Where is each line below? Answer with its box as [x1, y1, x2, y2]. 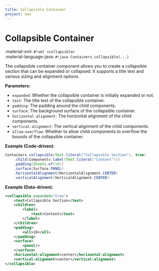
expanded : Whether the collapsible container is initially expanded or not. [12, 92, 154, 98]
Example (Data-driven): [5, 184, 53, 190]
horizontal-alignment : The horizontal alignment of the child [12, 113, 132, 119]
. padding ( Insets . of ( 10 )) [14, 162, 64, 167]
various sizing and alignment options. [5, 73, 80, 79]
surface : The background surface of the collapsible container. [12, 108, 136, 114]
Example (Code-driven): [5, 143, 55, 149]
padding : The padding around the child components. [12, 103, 116, 108]
